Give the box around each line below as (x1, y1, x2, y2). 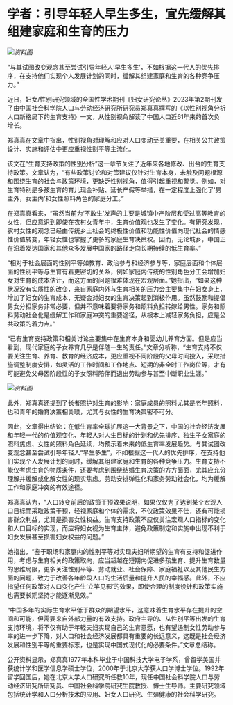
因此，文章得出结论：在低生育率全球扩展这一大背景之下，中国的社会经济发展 (7, 422, 226, 430)
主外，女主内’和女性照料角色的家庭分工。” (7, 194, 124, 203)
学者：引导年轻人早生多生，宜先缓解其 (7, 6, 227, 22)
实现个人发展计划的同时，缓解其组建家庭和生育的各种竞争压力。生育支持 (12, 457, 220, 465)
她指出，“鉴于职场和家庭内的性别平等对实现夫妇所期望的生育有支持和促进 (7, 547, 217, 555)
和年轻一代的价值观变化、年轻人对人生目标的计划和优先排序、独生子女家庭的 (7, 431, 226, 439)
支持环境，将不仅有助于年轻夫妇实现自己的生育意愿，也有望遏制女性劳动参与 (7, 623, 226, 631)
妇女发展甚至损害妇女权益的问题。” (7, 532, 105, 541)
